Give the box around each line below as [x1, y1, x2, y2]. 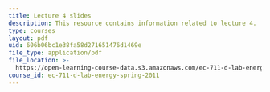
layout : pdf [8, 34, 48, 42]
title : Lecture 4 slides [8, 11, 92, 20]
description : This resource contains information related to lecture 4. [8, 19, 257, 27]
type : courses [8, 26, 56, 34]
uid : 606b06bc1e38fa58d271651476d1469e [8, 42, 142, 50]
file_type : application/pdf [8, 49, 103, 57]
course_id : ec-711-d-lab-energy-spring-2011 [8, 71, 160, 79]
